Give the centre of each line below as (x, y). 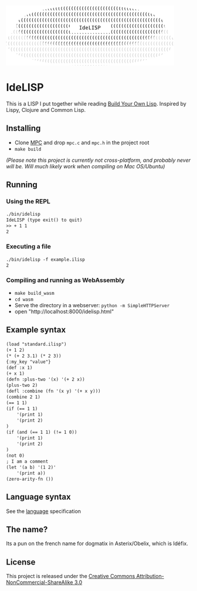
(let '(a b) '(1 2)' (31, 467)
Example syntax (36, 330)
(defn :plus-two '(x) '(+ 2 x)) (45, 379)
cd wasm (24, 300)
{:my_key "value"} (28, 362)
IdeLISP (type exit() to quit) (44, 220)
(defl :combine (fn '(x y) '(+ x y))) (53, 391)
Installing (23, 128)
